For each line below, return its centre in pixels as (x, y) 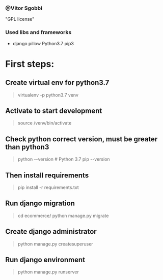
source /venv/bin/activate (45, 123)
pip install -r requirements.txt (48, 188)
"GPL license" (20, 19)
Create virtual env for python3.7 (57, 83)
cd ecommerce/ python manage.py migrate (63, 215)
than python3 (27, 147)
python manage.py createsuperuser (55, 244)
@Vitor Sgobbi (24, 8)
